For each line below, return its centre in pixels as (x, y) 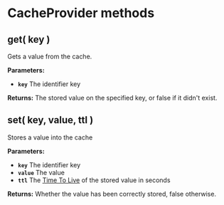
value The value (41, 172)
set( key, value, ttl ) (50, 120)
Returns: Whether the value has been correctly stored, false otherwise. (112, 194)
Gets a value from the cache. (50, 56)
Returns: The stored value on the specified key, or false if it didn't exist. (112, 98)
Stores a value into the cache (50, 137)
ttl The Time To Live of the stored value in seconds (94, 180)
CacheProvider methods (81, 13)
